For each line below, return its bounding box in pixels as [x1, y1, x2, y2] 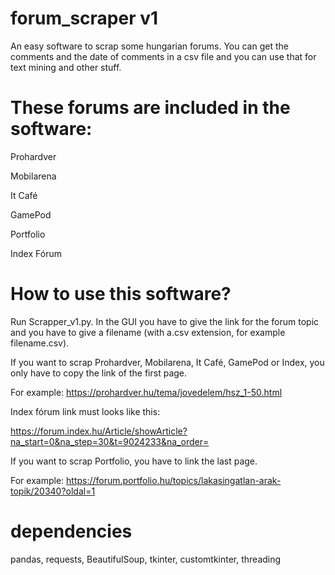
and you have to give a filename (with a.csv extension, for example [10, 326, 286, 338]
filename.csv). [10, 337, 70, 349]
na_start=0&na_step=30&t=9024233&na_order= [10, 435, 210, 447]
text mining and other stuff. [10, 61, 122, 73]
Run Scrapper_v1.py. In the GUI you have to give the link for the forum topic [10, 315, 320, 327]
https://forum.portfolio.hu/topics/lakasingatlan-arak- [66, 474, 282, 486]
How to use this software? [10, 283, 232, 306]
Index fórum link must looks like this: [10, 405, 161, 417]
